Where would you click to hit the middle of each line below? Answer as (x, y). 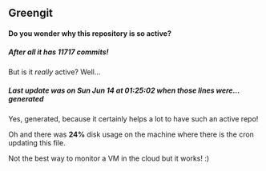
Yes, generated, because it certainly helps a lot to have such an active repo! (133, 118)
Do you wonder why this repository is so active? (90, 33)
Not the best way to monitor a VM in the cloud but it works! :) (109, 158)
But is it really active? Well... (54, 72)
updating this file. (37, 142)
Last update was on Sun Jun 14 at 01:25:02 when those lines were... (124, 90)
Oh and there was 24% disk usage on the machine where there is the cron (131, 134)
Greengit (31, 13)
